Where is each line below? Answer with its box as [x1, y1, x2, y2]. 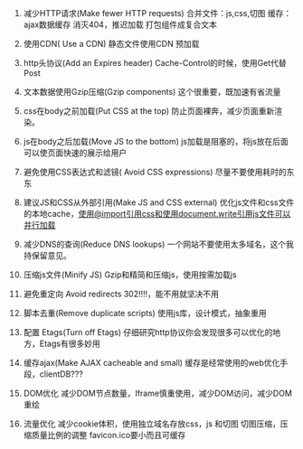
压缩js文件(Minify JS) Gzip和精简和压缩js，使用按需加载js [23, 269, 238, 280]
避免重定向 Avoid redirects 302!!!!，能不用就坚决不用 [23, 288, 220, 299]
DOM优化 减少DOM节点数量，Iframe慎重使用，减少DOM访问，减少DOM [23, 388, 293, 398]
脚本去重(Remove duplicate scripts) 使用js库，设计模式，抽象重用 [23, 308, 268, 318]
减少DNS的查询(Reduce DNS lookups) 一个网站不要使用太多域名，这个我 [23, 239, 295, 249]
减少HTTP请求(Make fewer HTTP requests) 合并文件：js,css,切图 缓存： [23, 8, 292, 18]
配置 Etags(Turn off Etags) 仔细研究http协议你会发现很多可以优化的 [23, 327, 273, 337]
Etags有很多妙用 [39, 338, 100, 349]
